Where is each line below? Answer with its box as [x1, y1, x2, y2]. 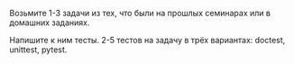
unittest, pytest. [9, 44, 68, 55]
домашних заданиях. [9, 17, 90, 28]
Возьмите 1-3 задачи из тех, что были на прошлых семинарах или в [9, 8, 271, 18]
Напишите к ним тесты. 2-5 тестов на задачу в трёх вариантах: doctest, [9, 35, 286, 45]
